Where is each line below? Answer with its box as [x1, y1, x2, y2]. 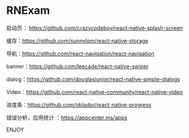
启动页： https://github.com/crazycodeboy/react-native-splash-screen [6, 24, 183, 31]
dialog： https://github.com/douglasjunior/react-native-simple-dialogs [6, 75, 181, 83]
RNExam [6, 4, 50, 17]
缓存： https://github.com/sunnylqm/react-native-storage [6, 37, 148, 44]
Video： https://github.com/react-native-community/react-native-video [6, 88, 183, 95]
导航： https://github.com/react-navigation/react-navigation [6, 49, 154, 57]
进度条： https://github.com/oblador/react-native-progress [6, 101, 151, 108]
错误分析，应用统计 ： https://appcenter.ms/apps [6, 114, 128, 121]
